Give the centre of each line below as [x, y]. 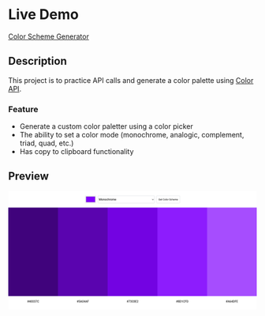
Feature [23, 109]
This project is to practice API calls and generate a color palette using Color [131, 80]
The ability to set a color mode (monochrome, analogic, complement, [132, 135]
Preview [29, 177]
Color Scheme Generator [49, 36]
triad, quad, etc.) [47, 143]
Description [37, 61]
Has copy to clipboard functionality [77, 152]
